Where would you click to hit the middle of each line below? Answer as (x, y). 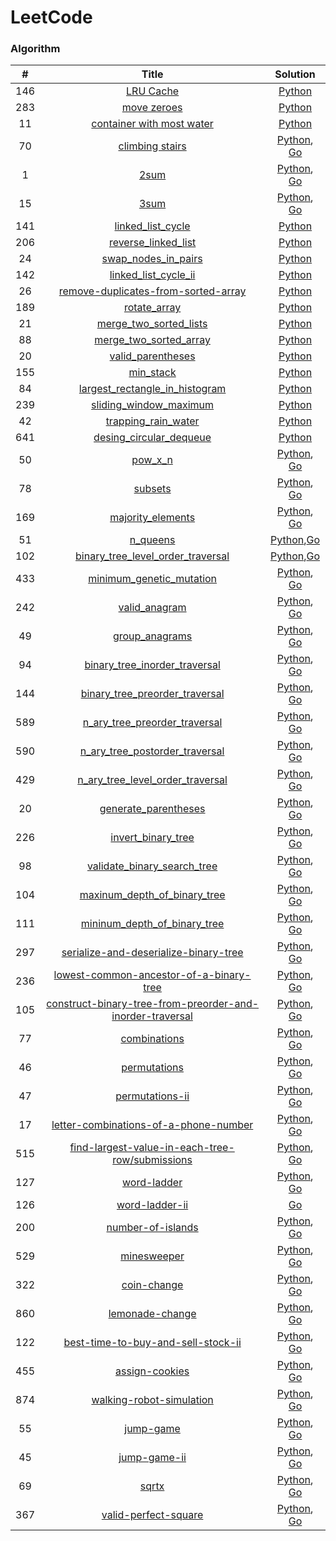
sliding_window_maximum (153, 405)
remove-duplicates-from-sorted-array (152, 291)
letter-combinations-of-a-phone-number (152, 1125)
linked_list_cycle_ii (152, 275)
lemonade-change (152, 1314)
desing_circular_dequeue (152, 438)
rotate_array (152, 308)
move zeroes (152, 108)
